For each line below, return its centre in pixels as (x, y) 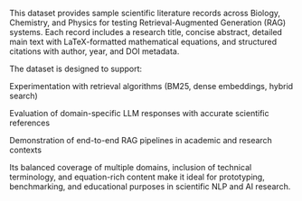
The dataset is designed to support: (76, 69)
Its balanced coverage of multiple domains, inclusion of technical (131, 167)
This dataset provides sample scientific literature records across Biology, (145, 13)
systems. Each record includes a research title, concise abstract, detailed (146, 32)
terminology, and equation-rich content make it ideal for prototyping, (137, 177)
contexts (26, 150)
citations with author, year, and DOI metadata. (94, 51)
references (30, 123)
